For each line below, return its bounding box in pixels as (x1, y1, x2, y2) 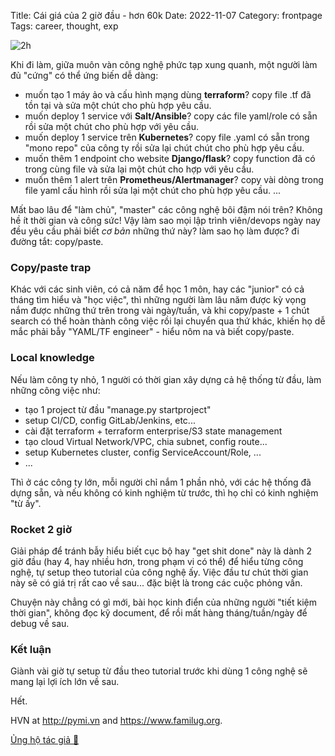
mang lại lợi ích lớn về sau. (10, 676, 120, 688)
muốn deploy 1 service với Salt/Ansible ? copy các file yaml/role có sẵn (24, 110, 318, 122)
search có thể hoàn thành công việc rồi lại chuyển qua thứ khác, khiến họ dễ (10, 315, 326, 327)
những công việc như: (10, 384, 101, 396)
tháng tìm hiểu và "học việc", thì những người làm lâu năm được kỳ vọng (10, 294, 307, 306)
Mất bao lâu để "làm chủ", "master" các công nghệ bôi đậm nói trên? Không (10, 204, 323, 215)
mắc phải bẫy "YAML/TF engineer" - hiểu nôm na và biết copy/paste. (10, 326, 295, 338)
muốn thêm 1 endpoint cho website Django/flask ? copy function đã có (24, 153, 316, 164)
